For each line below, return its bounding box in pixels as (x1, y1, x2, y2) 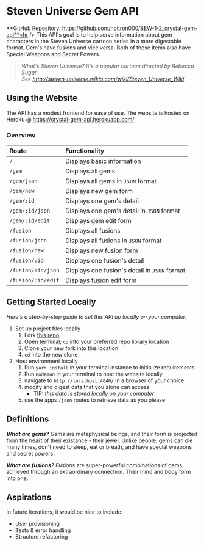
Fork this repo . (24, 331, 61, 338)
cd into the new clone (24, 351, 78, 358)
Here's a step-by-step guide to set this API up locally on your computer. (6, 313, 187, 320)
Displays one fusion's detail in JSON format (65, 266, 186, 275)
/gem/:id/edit (9, 217, 51, 224)
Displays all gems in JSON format (65, 177, 157, 186)
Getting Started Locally (6, 297, 96, 307)
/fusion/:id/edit (9, 277, 60, 284)
